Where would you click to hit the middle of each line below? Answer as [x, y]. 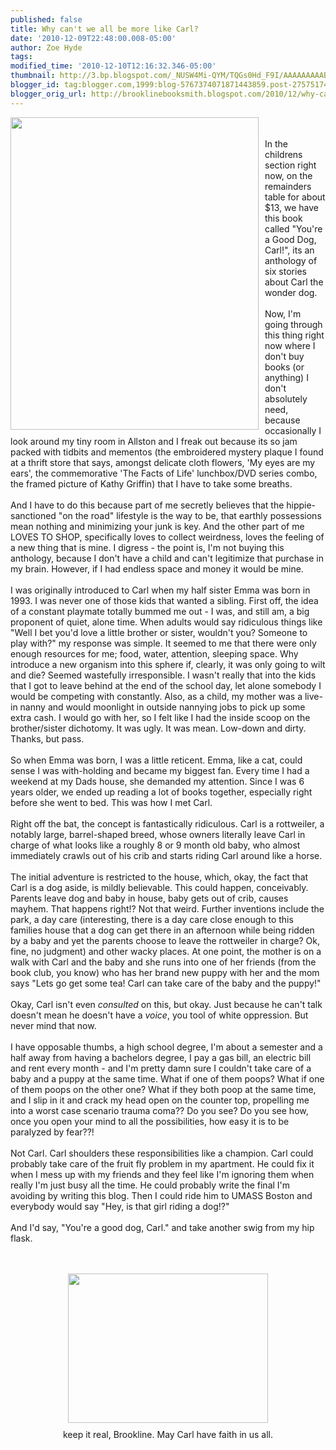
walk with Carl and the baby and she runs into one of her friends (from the [163, 962]
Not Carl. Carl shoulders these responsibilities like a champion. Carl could [162, 1153]
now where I [290, 345]
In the [276, 143]
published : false [46, 19]
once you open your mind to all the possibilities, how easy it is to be [150, 1121]
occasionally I [293, 430]
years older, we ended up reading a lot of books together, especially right [161, 792]
